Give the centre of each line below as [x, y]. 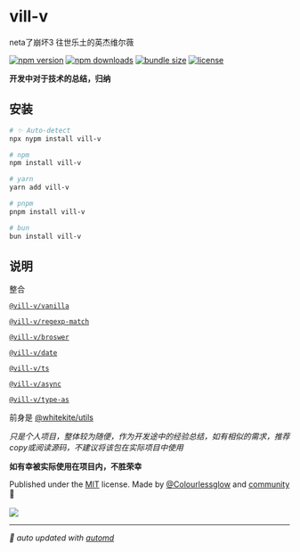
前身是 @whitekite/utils [51, 417]
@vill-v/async [36, 384]
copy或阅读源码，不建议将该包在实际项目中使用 [97, 448]
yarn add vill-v [39, 188]
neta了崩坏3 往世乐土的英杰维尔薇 [72, 42]
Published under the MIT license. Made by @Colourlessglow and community [150, 484]
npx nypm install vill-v [55, 139]
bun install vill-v [45, 236]
